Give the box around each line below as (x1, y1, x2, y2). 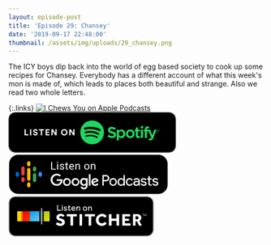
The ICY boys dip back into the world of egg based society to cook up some (8, 61, 264, 72)
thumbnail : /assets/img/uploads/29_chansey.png (8, 39, 173, 47)
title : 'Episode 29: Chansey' (8, 21, 111, 30)
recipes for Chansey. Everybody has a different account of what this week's (8, 70, 262, 80)
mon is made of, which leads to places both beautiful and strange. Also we (8, 79, 258, 89)
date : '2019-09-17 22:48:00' (8, 30, 107, 38)
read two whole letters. (8, 87, 86, 97)
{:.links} (8, 103, 35, 113)
